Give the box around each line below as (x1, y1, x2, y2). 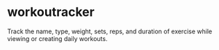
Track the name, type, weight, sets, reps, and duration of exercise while (7, 27, 213, 35)
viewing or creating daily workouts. (7, 34, 108, 42)
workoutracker (7, 4, 95, 20)
